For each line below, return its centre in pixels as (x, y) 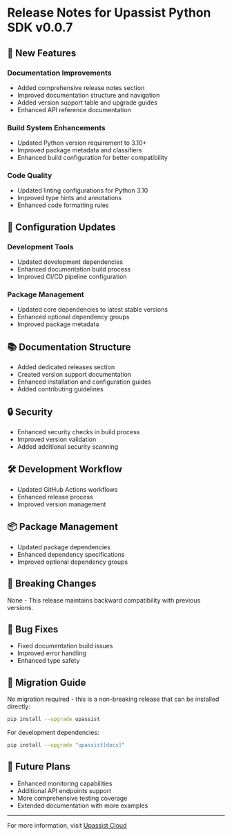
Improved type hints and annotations (69, 198)
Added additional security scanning (68, 447)
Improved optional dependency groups (72, 562)
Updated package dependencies (64, 547)
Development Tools (40, 247)
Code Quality (30, 176)
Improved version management (61, 504)
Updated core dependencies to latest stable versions (92, 310)
